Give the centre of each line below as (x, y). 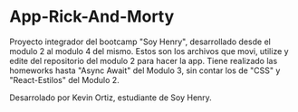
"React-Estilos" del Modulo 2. (64, 79)
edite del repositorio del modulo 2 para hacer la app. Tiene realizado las (144, 61)
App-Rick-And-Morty (92, 17)
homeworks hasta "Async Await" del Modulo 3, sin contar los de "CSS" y (145, 70)
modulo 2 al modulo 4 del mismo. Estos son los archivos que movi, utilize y (149, 51)
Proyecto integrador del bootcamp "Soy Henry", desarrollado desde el (140, 42)
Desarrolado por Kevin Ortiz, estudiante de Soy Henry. (111, 98)
